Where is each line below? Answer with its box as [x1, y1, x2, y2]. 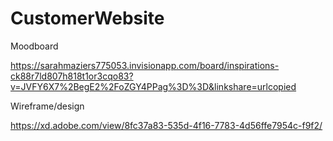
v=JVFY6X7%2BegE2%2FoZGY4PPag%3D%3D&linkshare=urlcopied [10, 80, 297, 92]
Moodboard [10, 40, 59, 52]
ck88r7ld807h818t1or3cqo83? [10, 70, 134, 82]
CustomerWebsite [10, 7, 165, 30]
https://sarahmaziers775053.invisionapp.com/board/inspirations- [10, 59, 280, 71]
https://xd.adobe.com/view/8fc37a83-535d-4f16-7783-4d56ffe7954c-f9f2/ [10, 119, 323, 131]
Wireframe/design [10, 100, 85, 112]
